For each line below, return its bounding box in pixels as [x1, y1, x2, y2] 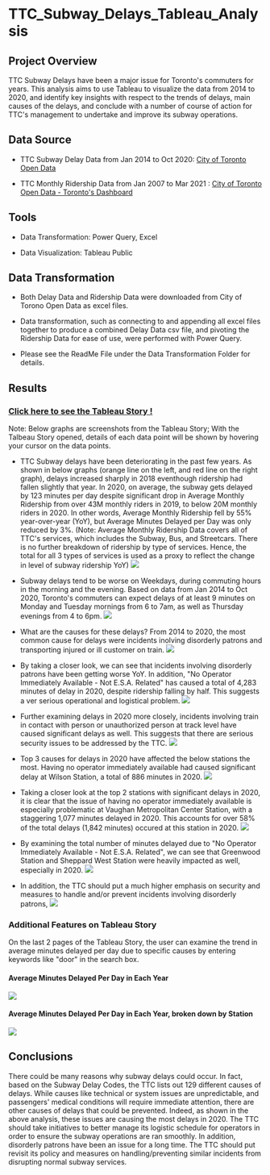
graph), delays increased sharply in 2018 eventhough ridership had [19, 473, 243, 484]
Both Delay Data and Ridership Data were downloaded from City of [19, 292, 243, 302]
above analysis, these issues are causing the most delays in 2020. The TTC [8, 1114, 260, 1123]
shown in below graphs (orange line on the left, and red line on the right [19, 465, 258, 475]
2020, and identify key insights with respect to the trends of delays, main [8, 93, 251, 102]
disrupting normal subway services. [8, 1156, 127, 1166]
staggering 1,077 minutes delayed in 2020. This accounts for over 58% [19, 814, 255, 823]
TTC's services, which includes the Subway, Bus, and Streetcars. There [19, 534, 258, 544]
